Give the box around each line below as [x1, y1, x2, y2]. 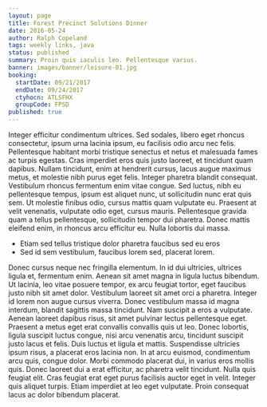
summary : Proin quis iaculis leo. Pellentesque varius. [8, 57, 198, 65]
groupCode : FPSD [15, 101, 69, 109]
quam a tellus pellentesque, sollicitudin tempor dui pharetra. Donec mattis [8, 215, 250, 224]
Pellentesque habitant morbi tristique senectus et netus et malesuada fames [8, 147, 258, 156]
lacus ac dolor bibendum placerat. [8, 390, 121, 399]
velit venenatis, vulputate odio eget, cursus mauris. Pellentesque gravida [8, 207, 247, 215]
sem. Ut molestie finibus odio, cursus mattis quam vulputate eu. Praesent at [8, 198, 257, 207]
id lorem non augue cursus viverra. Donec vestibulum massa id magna [8, 297, 240, 306]
